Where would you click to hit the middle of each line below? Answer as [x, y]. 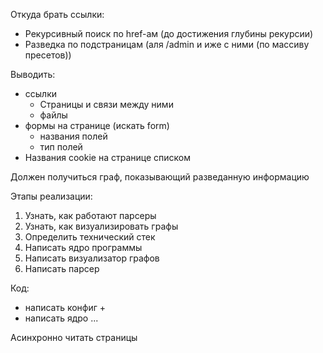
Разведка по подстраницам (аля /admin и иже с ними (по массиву [167, 44]
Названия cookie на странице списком [107, 157]
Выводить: [33, 74]
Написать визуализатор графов [92, 258]
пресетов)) [48, 55]
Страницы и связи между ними [106, 104]
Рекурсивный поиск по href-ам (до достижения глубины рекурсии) [169, 33]
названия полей [73, 136]
